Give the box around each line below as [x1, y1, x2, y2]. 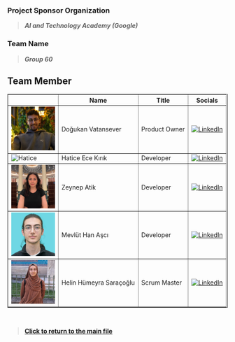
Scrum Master [141, 278, 182, 287]
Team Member [7, 75, 72, 87]
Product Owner [141, 125, 185, 134]
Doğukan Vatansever [62, 125, 122, 134]
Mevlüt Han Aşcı [62, 230, 109, 239]
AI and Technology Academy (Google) [24, 22, 138, 30]
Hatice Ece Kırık [62, 154, 107, 162]
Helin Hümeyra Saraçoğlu [62, 278, 135, 287]
